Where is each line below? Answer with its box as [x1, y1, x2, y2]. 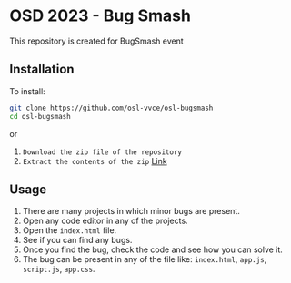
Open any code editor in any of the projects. [22, 215, 188, 227]
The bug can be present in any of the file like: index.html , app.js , [22, 254, 267, 265]
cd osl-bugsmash [9, 112, 71, 121]
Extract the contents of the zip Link [22, 155, 167, 166]
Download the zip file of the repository [22, 147, 182, 157]
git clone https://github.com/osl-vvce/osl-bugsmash [9, 103, 214, 112]
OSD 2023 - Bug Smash [9, 5, 191, 26]
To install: [9, 85, 45, 96]
